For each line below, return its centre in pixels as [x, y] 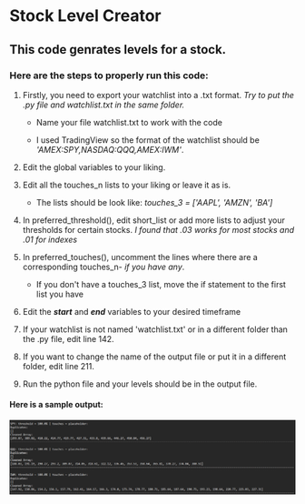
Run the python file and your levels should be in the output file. [140, 384]
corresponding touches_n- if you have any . [103, 267]
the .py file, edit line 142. [69, 338]
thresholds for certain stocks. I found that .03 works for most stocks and [158, 229]
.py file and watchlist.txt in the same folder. [103, 105]
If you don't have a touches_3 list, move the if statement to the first [161, 284]
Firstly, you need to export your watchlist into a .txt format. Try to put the [158, 95]
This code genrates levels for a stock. [118, 50]
